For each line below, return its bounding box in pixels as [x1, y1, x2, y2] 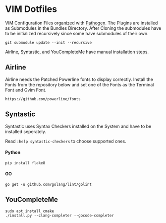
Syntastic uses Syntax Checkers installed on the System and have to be [5, 123, 152, 129]
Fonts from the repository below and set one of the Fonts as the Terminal [5, 81, 154, 87]
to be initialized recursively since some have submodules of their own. [5, 30, 149, 36]
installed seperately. [5, 128, 46, 135]
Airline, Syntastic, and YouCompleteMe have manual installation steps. [5, 49, 149, 55]
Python [5, 149, 21, 155]
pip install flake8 [5, 160, 46, 165]
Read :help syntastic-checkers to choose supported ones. [5, 138, 126, 144]
